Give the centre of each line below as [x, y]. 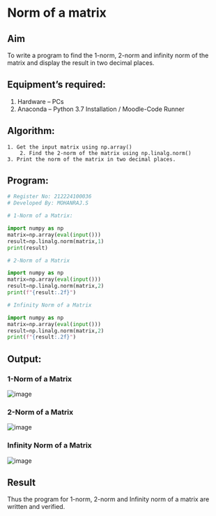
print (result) [28, 248]
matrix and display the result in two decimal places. [81, 63]
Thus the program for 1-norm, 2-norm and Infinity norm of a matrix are [108, 499]
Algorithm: [31, 131]
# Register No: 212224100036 [49, 197]
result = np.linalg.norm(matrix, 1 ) [56, 241]
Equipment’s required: [56, 85]
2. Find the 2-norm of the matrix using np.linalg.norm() [106, 153]
